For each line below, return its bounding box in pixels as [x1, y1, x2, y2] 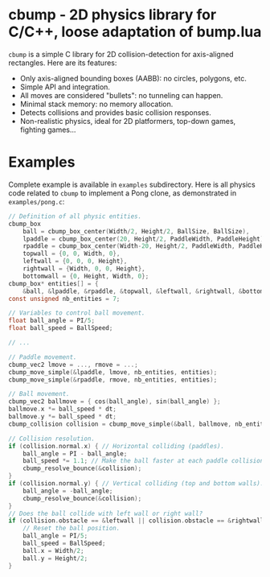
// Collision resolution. [8, 435, 95, 443]
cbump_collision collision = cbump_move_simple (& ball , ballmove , [8, 420, 231, 428]
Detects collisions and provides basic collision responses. [19, 107, 211, 117]
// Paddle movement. [8, 352, 78, 361]
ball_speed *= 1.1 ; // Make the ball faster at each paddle [22, 457, 228, 465]
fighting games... [19, 125, 76, 134]
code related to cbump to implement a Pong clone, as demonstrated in [8, 188, 237, 198]
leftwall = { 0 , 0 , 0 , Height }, [22, 258, 128, 266]
